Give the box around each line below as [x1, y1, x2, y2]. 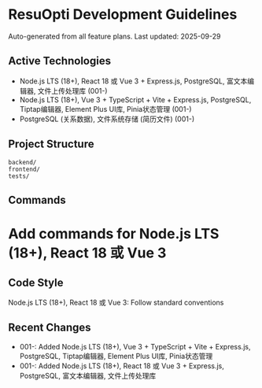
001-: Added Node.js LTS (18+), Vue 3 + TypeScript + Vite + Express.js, [19, 342, 251, 351]
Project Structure [8, 138, 94, 151]
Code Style [8, 275, 64, 289]
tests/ [8, 172, 30, 180]
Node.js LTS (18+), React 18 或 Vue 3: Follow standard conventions [8, 297, 224, 307]
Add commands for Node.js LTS [8, 225, 220, 243]
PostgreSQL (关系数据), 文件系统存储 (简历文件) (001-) [19, 114, 195, 124]
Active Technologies [8, 54, 112, 68]
